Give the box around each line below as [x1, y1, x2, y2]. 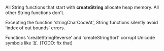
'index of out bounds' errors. [5, 25, 65, 31]
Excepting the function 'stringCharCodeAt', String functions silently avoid [5, 20, 158, 25]
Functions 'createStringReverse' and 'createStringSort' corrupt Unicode [5, 35, 155, 40]
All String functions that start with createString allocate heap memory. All [5, 5, 159, 10]
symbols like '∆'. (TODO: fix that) [5, 40, 73, 46]
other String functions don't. [5, 10, 64, 16]
